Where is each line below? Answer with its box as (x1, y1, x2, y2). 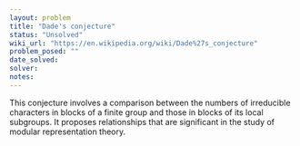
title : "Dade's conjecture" (9, 22, 116, 31)
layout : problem (9, 13, 71, 23)
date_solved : (9, 55, 59, 64)
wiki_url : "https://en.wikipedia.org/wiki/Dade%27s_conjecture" (9, 38, 258, 48)
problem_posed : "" (9, 47, 79, 56)
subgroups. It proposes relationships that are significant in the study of (9, 116, 275, 127)
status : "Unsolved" (9, 30, 84, 39)
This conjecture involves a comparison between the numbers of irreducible (9, 97, 291, 108)
